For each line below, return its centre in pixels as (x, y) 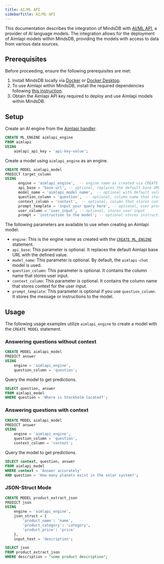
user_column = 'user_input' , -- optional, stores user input (82, 211)
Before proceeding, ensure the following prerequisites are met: (68, 71)
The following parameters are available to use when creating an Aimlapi (77, 225)
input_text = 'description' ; (43, 539)
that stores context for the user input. (50, 286)
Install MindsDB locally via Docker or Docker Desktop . (66, 80)
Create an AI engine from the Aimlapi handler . (51, 128)
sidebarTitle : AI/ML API (30, 14)
